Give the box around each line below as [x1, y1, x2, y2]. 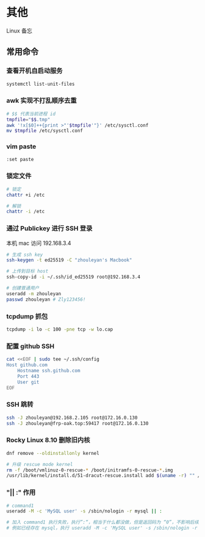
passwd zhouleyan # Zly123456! [6, 296, 86, 302]
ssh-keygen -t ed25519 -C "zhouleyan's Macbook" [6, 257, 132, 263]
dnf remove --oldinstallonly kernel [6, 450, 99, 456]
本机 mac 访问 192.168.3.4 [6, 239, 71, 247]
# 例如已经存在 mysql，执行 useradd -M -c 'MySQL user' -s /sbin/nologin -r [6, 525, 198, 531]
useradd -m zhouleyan [6, 290, 62, 297]
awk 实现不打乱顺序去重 [6, 96, 77, 105]
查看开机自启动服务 [6, 67, 63, 75]
